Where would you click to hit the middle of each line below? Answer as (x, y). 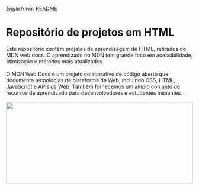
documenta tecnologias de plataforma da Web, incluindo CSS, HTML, (91, 80)
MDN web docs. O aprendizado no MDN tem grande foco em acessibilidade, (99, 55)
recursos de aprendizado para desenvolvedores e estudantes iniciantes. (94, 93)
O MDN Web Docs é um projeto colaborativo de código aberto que (87, 74)
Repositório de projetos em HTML (90, 33)
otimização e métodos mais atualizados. (55, 61)
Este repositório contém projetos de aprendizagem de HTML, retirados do (96, 49)
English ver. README (32, 9)
